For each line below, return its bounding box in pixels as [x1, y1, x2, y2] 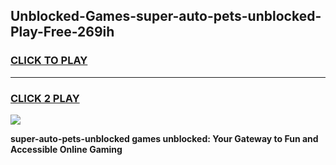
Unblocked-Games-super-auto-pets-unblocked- [10, 8, 322, 25]
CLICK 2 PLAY [10, 91, 80, 105]
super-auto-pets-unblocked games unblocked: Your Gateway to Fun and [10, 132, 319, 144]
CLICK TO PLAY [10, 54, 88, 68]
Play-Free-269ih [10, 24, 115, 41]
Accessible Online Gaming [10, 143, 123, 155]
